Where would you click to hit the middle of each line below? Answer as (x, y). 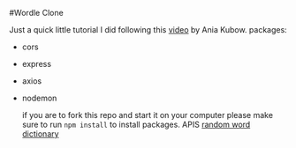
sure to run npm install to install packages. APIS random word (136, 124)
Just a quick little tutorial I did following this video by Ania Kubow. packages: (148, 30)
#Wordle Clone (36, 13)
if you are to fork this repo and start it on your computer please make (148, 115)
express (36, 64)
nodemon (39, 98)
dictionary (40, 134)
